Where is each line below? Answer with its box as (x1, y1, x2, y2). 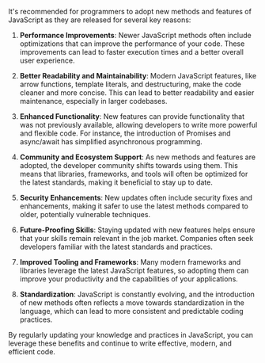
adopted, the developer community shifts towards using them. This (19, 161, 239, 170)
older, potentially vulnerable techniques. (19, 210, 151, 219)
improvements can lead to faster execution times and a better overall (19, 48, 244, 56)
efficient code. (8, 347, 55, 356)
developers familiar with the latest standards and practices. (19, 242, 214, 251)
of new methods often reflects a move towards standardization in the (19, 298, 245, 308)
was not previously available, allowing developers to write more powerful (19, 120, 258, 129)
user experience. (19, 55, 75, 65)
